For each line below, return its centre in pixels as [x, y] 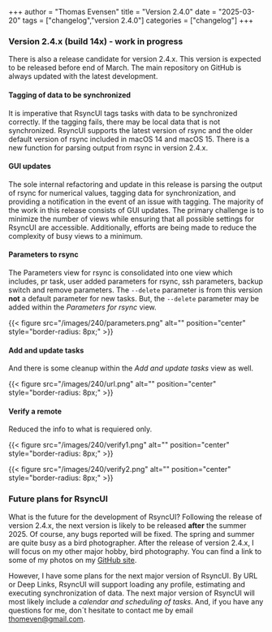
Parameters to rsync [43, 254]
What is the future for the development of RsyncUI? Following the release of [135, 517]
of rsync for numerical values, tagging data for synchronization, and [122, 193]
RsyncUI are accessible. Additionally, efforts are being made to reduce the [133, 227]
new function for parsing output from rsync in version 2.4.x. [108, 147]
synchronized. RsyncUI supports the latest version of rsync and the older [131, 130]
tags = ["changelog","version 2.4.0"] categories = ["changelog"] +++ [138, 20]
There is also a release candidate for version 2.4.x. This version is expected [135, 59]
